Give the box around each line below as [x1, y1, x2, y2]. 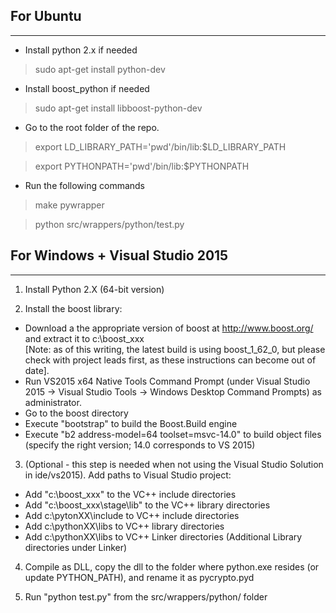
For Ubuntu [10, 8, 82, 25]
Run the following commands [24, 179, 145, 191]
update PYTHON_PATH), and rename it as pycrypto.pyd [24, 571, 255, 583]
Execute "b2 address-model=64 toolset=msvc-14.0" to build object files [24, 428, 322, 440]
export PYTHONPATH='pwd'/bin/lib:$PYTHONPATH [34, 160, 250, 172]
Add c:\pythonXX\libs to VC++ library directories [24, 520, 225, 532]
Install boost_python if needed [24, 82, 150, 94]
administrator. [24, 396, 82, 408]
